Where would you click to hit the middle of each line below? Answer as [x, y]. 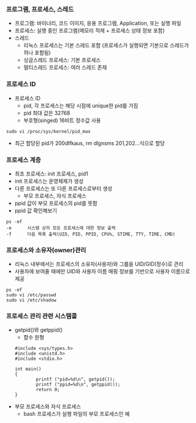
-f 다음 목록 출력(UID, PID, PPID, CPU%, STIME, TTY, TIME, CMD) [91, 234]
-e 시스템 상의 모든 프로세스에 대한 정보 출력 [61, 228]
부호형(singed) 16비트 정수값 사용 [62, 120]
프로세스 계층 [24, 160]
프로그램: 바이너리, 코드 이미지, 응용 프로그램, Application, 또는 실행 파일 [98, 23]
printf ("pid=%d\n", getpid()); [76, 379]
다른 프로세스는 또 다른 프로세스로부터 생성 [64, 188]
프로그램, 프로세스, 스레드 [40, 9]
